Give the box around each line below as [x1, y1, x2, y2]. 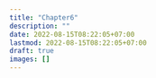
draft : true [9, 47, 54, 56]
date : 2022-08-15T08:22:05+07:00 [9, 30, 135, 39]
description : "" [9, 22, 70, 30]
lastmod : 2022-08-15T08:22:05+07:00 [9, 38, 147, 48]
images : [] [9, 55, 50, 64]
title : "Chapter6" [9, 13, 78, 22]
